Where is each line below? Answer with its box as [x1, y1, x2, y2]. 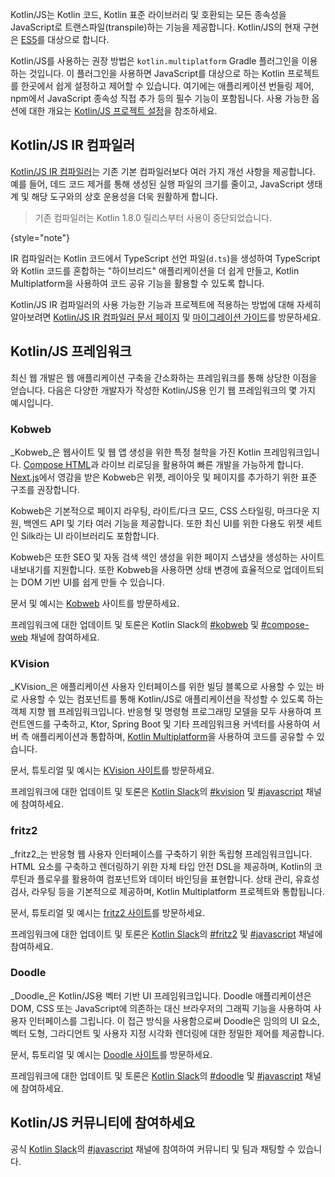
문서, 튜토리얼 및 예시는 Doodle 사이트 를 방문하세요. [10, 1048, 213, 1060]
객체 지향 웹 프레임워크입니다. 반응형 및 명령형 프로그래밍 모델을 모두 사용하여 [10, 706, 312, 718]
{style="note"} [10, 231, 71, 243]
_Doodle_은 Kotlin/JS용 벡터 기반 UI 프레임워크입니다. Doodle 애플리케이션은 [10, 989, 312, 1002]
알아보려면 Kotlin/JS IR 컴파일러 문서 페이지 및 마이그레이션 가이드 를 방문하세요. [10, 311, 322, 323]
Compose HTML [23, 458, 92, 470]
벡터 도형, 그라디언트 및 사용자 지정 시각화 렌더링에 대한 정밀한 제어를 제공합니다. [10, 1027, 325, 1039]
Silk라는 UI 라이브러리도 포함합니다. [20, 529, 160, 542]
